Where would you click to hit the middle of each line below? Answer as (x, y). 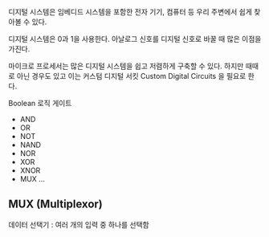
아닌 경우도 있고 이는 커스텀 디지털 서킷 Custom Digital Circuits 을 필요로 (131, 76)
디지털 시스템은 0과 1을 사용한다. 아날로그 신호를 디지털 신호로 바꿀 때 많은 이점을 (135, 39)
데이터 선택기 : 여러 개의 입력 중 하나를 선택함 (79, 224)
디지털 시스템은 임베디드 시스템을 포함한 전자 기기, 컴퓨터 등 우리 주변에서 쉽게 (130, 12)
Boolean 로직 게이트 (40, 103)
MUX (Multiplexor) (55, 204)
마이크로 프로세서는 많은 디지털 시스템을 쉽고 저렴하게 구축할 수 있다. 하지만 (126, 66)
